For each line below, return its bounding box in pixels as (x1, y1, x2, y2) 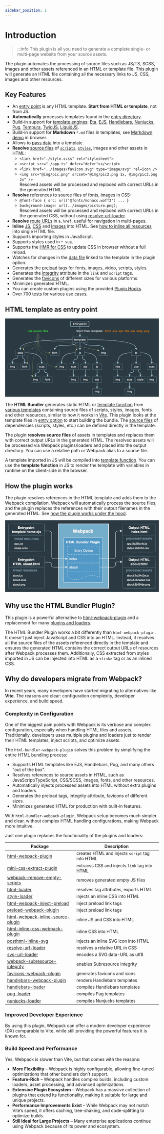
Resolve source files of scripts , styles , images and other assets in (12, 145, 148, 151)
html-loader (7, 887, 32, 893)
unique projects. (12, 1097, 45, 1103)
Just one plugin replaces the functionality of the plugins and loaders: (5, 832, 143, 838)
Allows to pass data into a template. (12, 140, 84, 146)
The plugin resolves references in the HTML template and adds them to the (5, 495, 156, 501)
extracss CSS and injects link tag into (76, 862, 153, 868)
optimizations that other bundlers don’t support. (12, 1071, 109, 1077)
